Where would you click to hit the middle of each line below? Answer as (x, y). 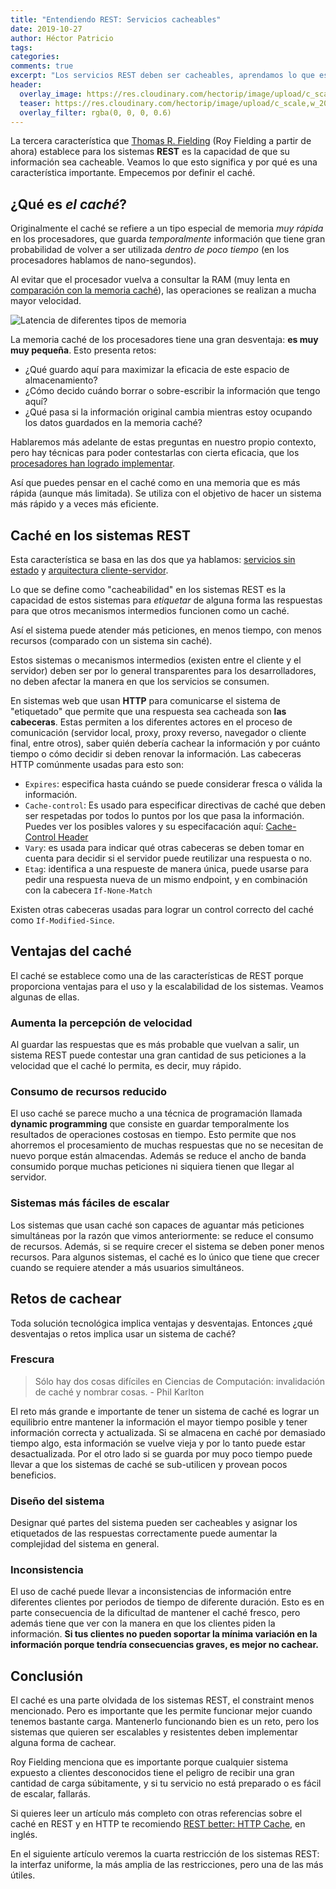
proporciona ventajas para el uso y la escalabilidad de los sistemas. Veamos (167, 986)
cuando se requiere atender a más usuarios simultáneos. (127, 1267)
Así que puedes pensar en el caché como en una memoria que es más (155, 483)
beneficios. (33, 1475)
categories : (35, 57)
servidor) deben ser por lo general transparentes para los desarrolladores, (163, 670)
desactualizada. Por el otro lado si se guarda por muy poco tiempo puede (161, 1453)
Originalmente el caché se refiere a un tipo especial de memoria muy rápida (167, 228)
